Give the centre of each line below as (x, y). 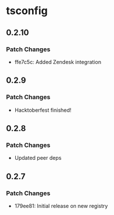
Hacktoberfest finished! (43, 110)
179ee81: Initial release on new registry (61, 206)
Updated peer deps (38, 158)
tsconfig (27, 11)
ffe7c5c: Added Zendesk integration (58, 62)
